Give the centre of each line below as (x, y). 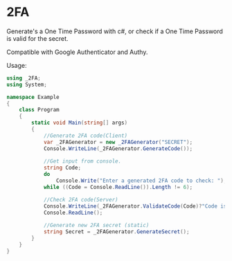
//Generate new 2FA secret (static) (96, 226)
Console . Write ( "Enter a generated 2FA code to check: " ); (141, 181)
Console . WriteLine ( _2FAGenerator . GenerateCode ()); (118, 148)
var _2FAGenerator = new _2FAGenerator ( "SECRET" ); (118, 142)
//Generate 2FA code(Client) (86, 136)
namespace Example (33, 97)
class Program (39, 110)
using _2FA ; (24, 78)
